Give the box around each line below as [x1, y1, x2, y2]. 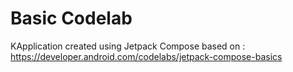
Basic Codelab [10, 7, 133, 30]
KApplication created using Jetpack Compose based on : [10, 40, 246, 52]
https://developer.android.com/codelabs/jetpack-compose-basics [10, 50, 283, 62]
